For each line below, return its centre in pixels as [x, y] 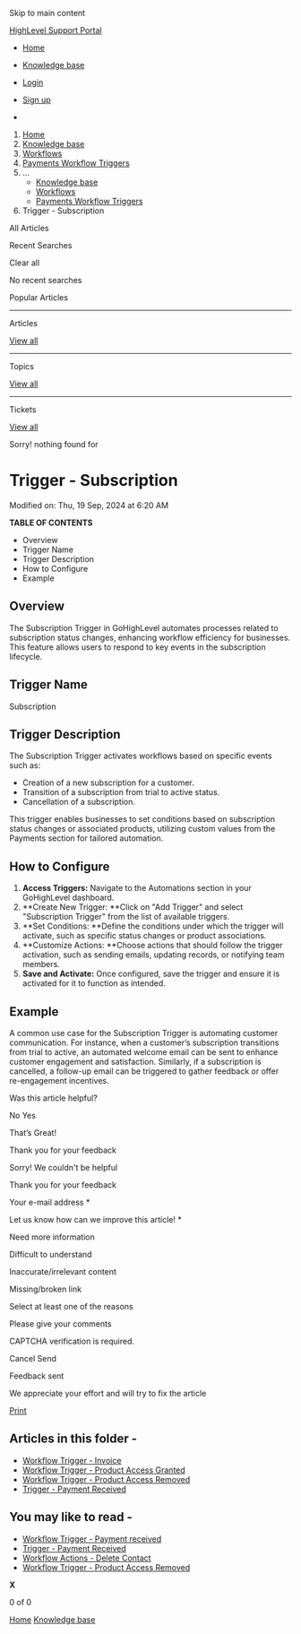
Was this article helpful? [54, 1098]
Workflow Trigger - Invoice [72, 1460]
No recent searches [46, 280]
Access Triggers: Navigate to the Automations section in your [137, 888]
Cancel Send [33, 1358]
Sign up [36, 99]
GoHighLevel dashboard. [68, 898]
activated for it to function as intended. [94, 983]
